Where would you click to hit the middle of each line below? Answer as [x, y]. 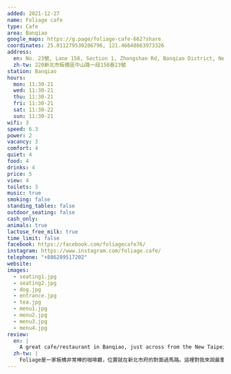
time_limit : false [33, 238]
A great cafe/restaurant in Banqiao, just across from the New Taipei [123, 347]
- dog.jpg [27, 289]
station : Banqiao [32, 71]
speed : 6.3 [23, 129]
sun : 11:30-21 [33, 116]
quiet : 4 [20, 155]
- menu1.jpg [31, 309]
